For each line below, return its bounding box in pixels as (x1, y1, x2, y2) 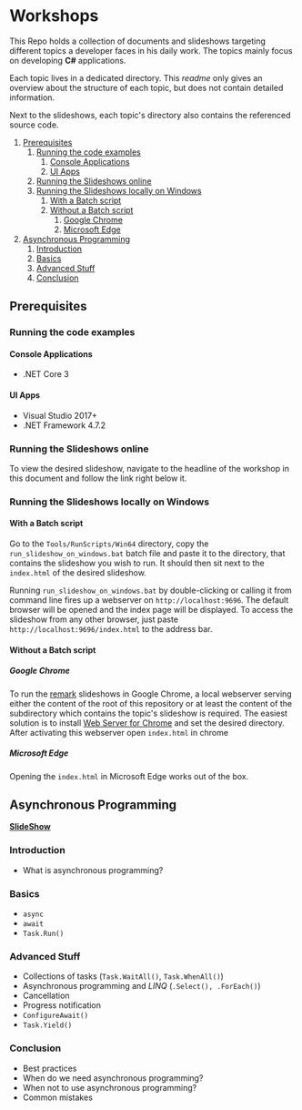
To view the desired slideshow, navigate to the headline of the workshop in (9, 463, 289, 474)
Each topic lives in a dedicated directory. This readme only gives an (9, 72, 263, 83)
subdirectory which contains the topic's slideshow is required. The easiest (9, 708, 288, 718)
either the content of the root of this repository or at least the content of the (9, 698, 293, 708)
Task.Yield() (22, 1021, 73, 1030)
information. (9, 92, 55, 103)
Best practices (22, 1063, 77, 1074)
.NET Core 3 (22, 369, 70, 380)
